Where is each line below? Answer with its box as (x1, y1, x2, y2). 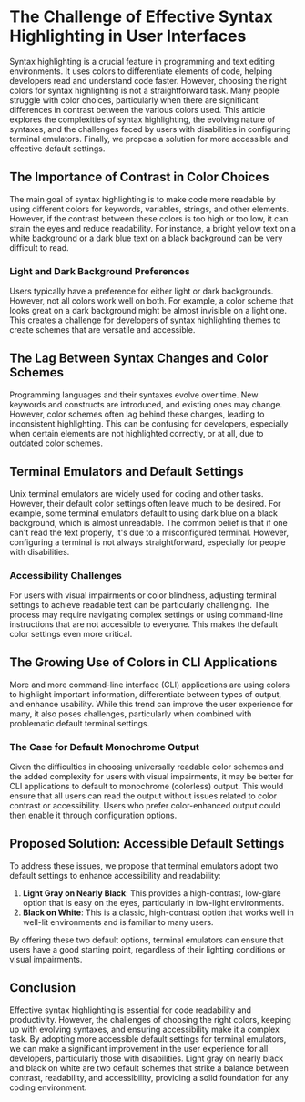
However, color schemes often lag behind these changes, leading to (9, 408, 265, 419)
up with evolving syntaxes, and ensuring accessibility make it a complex (9, 1024, 280, 1035)
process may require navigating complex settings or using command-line (9, 609, 284, 620)
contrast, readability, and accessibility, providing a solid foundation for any (9, 1072, 289, 1083)
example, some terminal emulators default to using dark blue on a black (9, 508, 278, 519)
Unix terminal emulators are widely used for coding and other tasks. (9, 488, 264, 499)
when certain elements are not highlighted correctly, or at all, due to (9, 427, 264, 438)
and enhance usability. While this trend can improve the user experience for (9, 698, 294, 709)
